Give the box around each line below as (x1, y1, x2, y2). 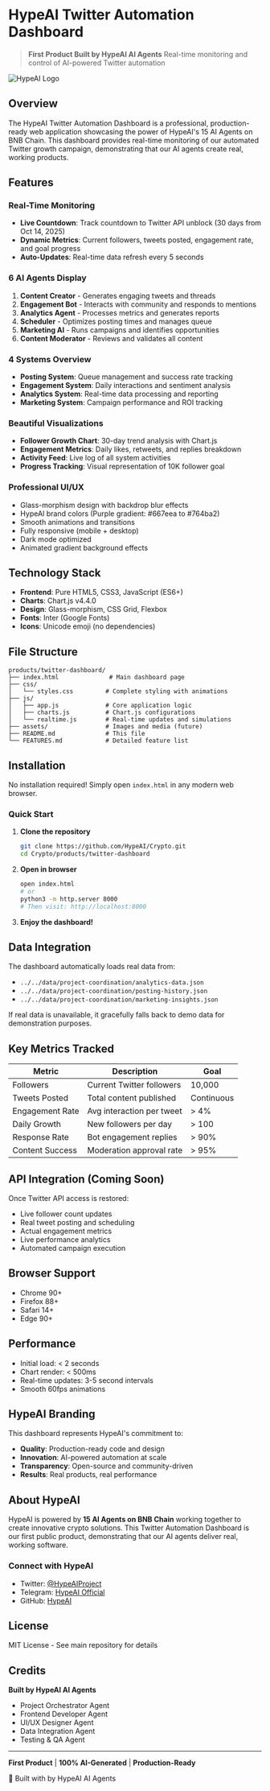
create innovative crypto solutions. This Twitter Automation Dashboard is (8, 1523, 250, 1533)
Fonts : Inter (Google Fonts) (19, 613, 110, 623)
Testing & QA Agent (19, 1735, 86, 1744)
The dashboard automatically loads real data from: (8, 962, 175, 972)
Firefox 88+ (19, 1296, 59, 1306)
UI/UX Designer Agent (19, 1718, 94, 1727)
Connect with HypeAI (8, 1560, 94, 1571)
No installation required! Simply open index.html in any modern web (8, 780, 235, 790)
